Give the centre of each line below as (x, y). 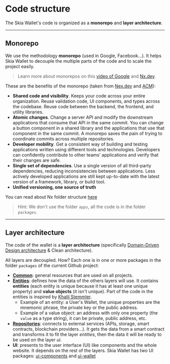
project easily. (20, 66)
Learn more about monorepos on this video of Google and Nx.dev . (87, 76)
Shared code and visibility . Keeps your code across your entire (79, 96)
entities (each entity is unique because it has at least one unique (80, 286)
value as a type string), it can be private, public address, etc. (83, 318)
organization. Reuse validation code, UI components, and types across (86, 101)
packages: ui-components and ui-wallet (54, 356)
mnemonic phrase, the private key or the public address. (79, 307)
